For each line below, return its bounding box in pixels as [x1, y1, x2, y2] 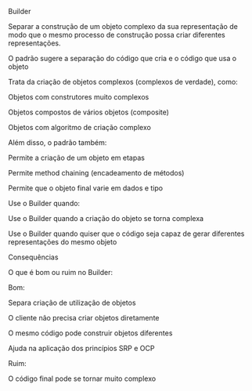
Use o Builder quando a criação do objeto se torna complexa [8, 214, 204, 223]
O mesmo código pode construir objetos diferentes [8, 328, 173, 338]
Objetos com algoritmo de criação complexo [8, 123, 151, 132]
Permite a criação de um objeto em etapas [8, 153, 145, 162]
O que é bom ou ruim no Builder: [8, 268, 113, 277]
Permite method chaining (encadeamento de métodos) [8, 168, 185, 177]
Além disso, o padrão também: [8, 138, 107, 147]
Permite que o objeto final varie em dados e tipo [8, 183, 164, 193]
